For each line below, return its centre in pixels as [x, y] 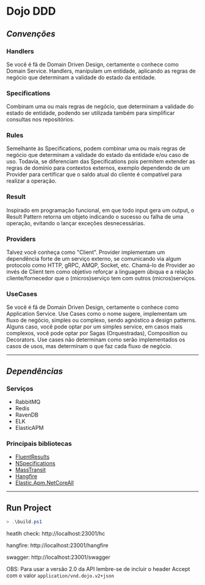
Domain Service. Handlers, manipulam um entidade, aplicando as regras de [101, 71]
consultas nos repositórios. [41, 120]
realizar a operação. [31, 181]
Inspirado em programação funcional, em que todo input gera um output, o [100, 210]
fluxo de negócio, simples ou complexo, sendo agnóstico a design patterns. [102, 320]
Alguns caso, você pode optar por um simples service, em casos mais [95, 327]
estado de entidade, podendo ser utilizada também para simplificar [91, 113]
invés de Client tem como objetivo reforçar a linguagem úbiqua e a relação [100, 272]
